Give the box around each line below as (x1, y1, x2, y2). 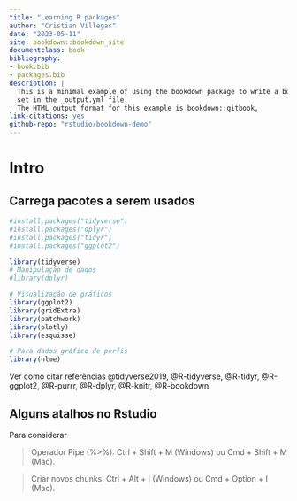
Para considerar (9, 429, 68, 440)
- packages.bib (9, 71, 65, 80)
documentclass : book (9, 46, 86, 55)
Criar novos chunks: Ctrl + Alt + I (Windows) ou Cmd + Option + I (30, 473, 268, 483)
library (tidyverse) (9, 258, 81, 266)
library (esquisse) (9, 331, 77, 340)
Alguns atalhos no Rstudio (9, 406, 157, 421)
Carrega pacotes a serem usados (9, 193, 196, 208)
